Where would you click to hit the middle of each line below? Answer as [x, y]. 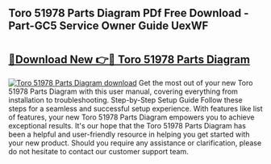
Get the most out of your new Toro [196, 83]
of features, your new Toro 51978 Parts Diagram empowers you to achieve [131, 117]
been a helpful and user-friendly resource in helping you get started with [129, 134]
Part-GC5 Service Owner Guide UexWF [108, 26]
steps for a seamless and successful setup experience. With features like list [135, 109]
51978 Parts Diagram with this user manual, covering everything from [123, 91]
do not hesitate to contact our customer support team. [98, 151]
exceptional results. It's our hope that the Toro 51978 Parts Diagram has [127, 126]
